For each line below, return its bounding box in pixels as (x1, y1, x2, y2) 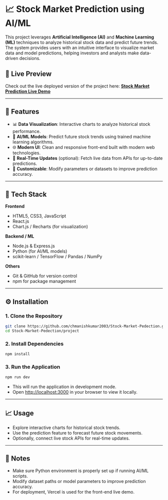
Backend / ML (5, 233, 34, 239)
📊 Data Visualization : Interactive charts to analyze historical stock (12, 121, 151, 127)
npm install (5, 352, 30, 357)
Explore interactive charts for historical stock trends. (12, 425, 121, 431)
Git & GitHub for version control (12, 273, 77, 279)
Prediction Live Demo (5, 88, 51, 94)
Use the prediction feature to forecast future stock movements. (12, 430, 142, 436)
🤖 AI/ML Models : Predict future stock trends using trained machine (12, 133, 151, 139)
